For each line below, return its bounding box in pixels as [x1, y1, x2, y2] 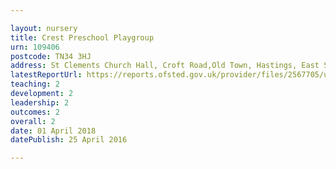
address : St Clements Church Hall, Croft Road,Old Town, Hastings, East [10, 61, 320, 71]
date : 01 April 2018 [10, 126, 97, 136]
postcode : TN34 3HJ [10, 51, 92, 61]
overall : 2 [10, 116, 56, 126]
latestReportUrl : [10, 70, 83, 80]
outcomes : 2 [10, 107, 60, 117]
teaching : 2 [10, 79, 60, 90]
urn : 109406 [10, 42, 60, 52]
